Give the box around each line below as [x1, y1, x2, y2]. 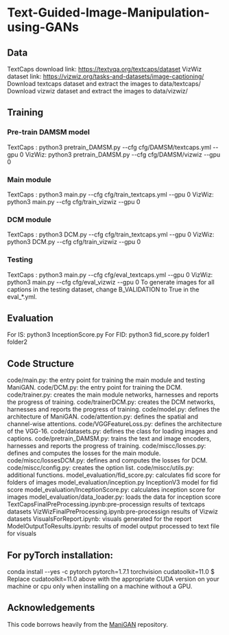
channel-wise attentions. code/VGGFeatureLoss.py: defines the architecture [7, 420, 223, 428]
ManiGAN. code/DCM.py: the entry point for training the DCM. [7, 383, 183, 392]
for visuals [7, 529, 36, 537]
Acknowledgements [7, 602, 95, 614]
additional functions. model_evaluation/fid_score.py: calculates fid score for [7, 471, 221, 479]
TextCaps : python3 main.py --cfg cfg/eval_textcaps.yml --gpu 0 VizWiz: [7, 270, 213, 279]
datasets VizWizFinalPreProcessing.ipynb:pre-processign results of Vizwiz [7, 507, 218, 516]
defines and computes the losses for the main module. [7, 449, 161, 458]
